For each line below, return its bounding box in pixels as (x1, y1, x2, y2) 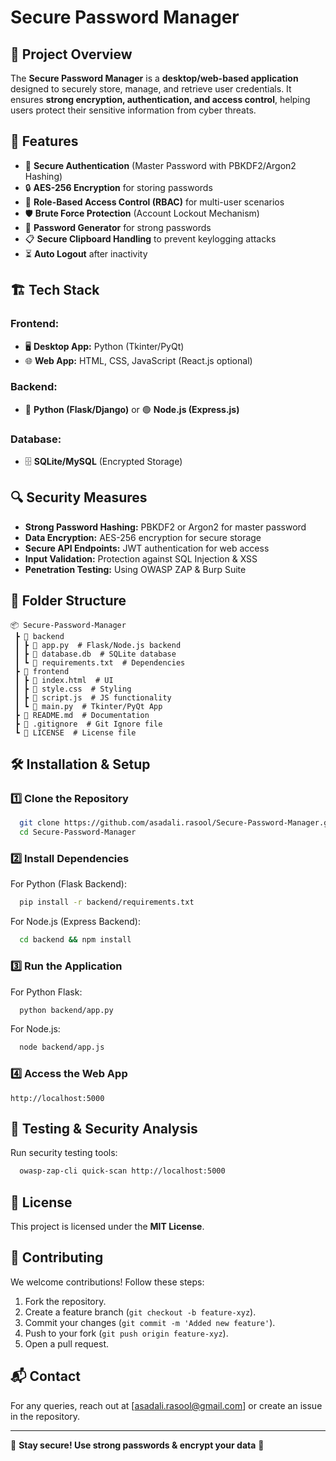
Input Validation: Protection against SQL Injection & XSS (24, 552, 258, 565)
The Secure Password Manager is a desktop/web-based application (10, 72, 299, 84)
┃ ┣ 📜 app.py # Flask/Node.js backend (14, 640, 182, 650)
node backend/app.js (19, 1042, 105, 1053)
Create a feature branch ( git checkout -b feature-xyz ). (24, 1306, 257, 1318)
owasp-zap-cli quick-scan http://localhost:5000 (19, 1166, 226, 1176)
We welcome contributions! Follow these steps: (10, 1276, 205, 1288)
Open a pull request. (24, 1337, 110, 1350)
